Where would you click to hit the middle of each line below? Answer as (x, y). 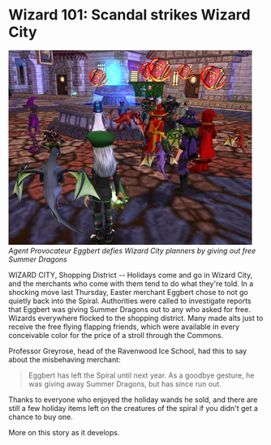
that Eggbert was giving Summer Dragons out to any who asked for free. (130, 309)
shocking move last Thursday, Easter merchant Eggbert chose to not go (129, 292)
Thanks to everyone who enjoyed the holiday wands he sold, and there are (133, 400)
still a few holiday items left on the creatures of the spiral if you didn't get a (133, 408)
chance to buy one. (41, 417)
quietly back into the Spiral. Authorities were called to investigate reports (130, 301)
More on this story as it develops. (64, 432)
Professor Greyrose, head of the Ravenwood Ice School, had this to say (128, 351)
